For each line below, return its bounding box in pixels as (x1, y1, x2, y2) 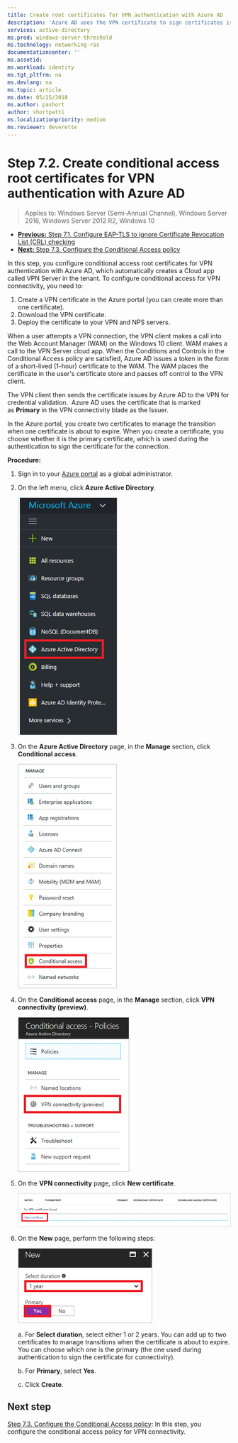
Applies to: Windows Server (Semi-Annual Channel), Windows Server (24, 209, 227, 217)
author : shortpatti (7, 109, 65, 116)
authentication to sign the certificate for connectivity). (17, 1352, 176, 1361)
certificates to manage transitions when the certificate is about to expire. (17, 1337, 230, 1346)
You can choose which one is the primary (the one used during (17, 1345, 202, 1354)
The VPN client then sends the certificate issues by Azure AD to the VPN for (7, 390, 229, 399)
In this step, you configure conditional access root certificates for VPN (7, 259, 212, 267)
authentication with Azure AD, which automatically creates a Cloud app (7, 266, 215, 275)
